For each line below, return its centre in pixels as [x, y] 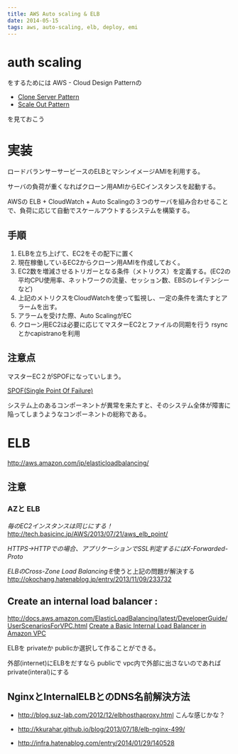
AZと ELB [24, 509]
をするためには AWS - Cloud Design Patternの [75, 83]
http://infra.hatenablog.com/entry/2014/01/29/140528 [96, 743]
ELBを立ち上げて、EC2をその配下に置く [76, 253]
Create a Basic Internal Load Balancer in [147, 626]
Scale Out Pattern [43, 104]
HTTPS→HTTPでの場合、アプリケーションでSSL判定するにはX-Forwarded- [118, 548]
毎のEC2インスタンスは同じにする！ [60, 525]
